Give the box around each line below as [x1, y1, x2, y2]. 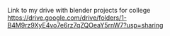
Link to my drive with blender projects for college [7, 6, 151, 14]
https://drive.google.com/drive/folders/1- [7, 13, 127, 22]
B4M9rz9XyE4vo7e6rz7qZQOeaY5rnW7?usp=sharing [7, 21, 164, 29]
